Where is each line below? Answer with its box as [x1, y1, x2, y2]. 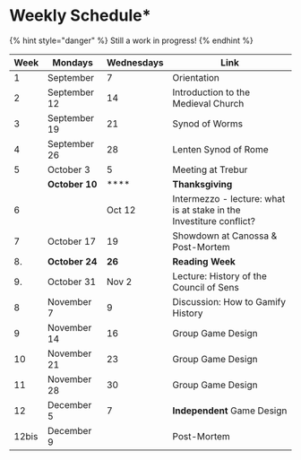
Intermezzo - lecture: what [172, 192, 286, 204]
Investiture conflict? [172, 214, 255, 227]
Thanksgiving [172, 178, 233, 190]
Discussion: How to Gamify [172, 295, 287, 308]
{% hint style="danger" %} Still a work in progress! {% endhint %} [9, 35, 254, 46]
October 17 [47, 235, 97, 247]
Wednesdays [106, 56, 164, 68]
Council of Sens [172, 281, 239, 293]
